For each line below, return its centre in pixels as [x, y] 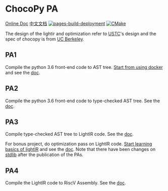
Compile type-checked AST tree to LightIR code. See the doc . [69, 134]
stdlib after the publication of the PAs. [44, 155]
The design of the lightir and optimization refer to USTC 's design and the [81, 33]
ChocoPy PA [32, 9]
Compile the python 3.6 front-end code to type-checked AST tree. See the [83, 101]
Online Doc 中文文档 [26, 23]
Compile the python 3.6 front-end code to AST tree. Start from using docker [84, 67]
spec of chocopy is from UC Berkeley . [45, 39]
